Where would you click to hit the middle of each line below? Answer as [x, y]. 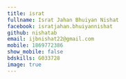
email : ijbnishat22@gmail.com [51, 39]
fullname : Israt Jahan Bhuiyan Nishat [63, 20]
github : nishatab [32, 33]
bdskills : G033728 [34, 58]
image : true [24, 65]
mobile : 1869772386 [35, 45]
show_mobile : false [35, 52]
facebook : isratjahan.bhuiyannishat [60, 26]
